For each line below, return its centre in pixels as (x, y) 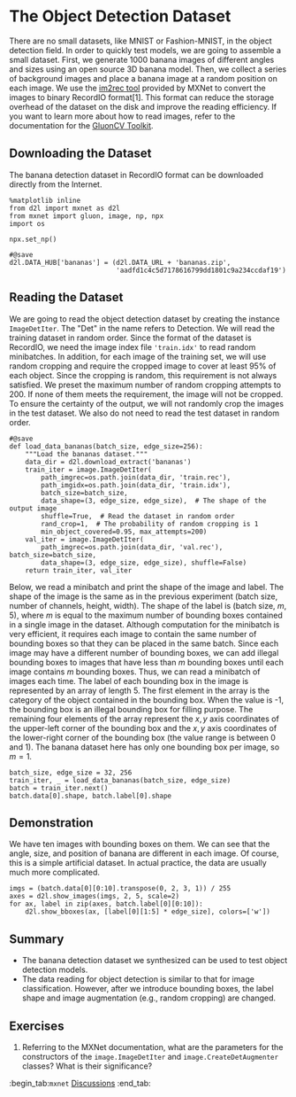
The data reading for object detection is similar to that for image (138, 979)
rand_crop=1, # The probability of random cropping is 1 (150, 524)
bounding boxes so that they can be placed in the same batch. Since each (144, 643)
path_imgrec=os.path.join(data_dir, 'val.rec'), (132, 547)
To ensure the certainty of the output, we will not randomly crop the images (147, 403)
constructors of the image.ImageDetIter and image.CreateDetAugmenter (150, 1057)
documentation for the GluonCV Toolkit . (81, 125)
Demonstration (52, 823)
